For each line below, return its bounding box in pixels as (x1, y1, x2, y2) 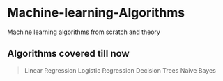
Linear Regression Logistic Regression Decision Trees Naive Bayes (24, 66, 216, 74)
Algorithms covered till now (7, 48, 130, 60)
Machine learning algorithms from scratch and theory (7, 28, 160, 36)
